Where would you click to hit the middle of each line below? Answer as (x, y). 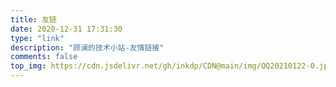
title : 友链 (33, 19)
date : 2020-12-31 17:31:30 (66, 29)
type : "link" (37, 38)
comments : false (44, 57)
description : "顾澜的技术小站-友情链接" (87, 47)
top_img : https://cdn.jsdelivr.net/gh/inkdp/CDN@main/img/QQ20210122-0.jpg (171, 66)
